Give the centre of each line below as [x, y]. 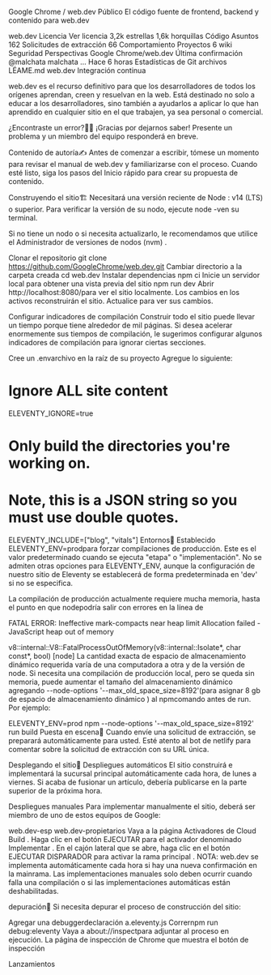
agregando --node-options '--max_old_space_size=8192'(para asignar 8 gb [134, 691]
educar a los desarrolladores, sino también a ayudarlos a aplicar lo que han [133, 103]
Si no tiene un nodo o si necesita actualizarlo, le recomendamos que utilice [133, 233]
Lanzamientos [32, 964]
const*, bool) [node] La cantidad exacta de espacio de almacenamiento [127, 656]
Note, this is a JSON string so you [123, 500]
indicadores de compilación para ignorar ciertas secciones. [107, 342]
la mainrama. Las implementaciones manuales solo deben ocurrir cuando [130, 874]
